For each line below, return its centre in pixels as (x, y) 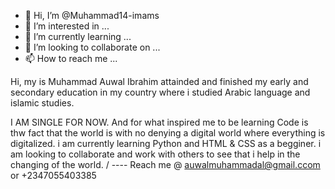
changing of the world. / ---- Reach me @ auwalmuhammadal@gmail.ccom (165, 164)
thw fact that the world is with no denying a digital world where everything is (168, 133)
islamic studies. (42, 103)
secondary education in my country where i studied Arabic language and (160, 92)
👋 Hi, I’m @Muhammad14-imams (92, 15)
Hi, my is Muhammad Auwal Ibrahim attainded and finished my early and (159, 81)
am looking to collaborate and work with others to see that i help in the (155, 154)
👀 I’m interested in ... (67, 26)
